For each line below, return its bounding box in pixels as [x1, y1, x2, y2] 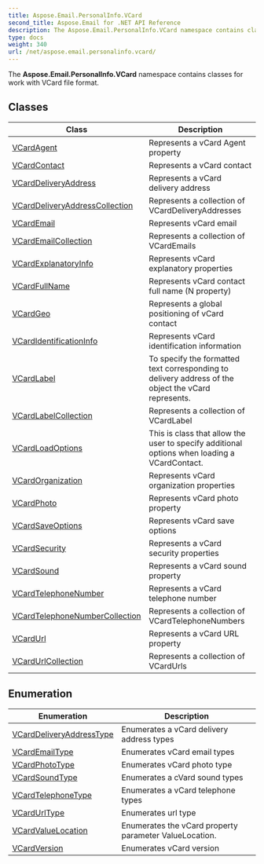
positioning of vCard [148, 308, 224, 319]
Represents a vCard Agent [148, 137, 246, 148]
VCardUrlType [12, 807, 65, 818]
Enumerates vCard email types [121, 746, 235, 757]
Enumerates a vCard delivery [121, 723, 229, 734]
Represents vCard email [148, 218, 237, 229]
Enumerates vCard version [121, 842, 220, 853]
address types [121, 734, 174, 745]
